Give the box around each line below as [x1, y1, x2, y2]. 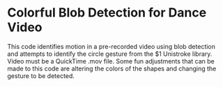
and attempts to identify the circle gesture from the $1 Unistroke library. [7, 50, 213, 58]
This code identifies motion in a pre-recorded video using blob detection [7, 42, 216, 50]
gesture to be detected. [7, 71, 75, 80]
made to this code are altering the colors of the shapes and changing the [7, 64, 217, 72]
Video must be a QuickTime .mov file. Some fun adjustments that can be [7, 57, 215, 65]
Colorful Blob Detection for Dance [7, 5, 207, 21]
